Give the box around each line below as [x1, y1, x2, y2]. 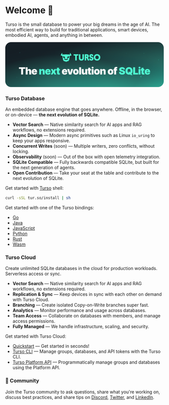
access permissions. [12, 318, 55, 324]
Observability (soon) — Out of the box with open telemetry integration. [12, 154, 160, 160]
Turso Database [5, 95, 45, 102]
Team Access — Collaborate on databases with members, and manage [12, 313, 161, 319]
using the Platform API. [12, 365, 60, 371]
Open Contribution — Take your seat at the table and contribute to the [12, 170, 159, 176]
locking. [12, 149, 29, 155]
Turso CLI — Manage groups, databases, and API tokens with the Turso [12, 348, 161, 354]
